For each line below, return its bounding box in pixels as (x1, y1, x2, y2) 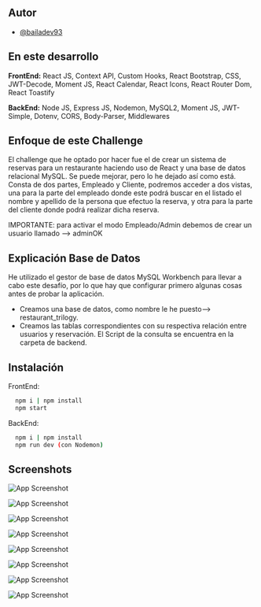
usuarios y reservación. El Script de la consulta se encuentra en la (19, 330, 234, 339)
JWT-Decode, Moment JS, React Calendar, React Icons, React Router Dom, (8, 79, 252, 89)
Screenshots (8, 462, 72, 476)
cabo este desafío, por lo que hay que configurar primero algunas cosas (8, 281, 242, 291)
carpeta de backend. (19, 338, 88, 347)
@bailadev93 (19, 27, 63, 36)
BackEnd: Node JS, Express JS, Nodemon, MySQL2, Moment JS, (8, 102, 221, 113)
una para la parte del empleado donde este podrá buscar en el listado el (8, 188, 242, 198)
